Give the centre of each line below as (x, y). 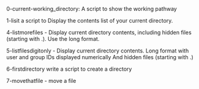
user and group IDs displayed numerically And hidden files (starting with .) (100, 57)
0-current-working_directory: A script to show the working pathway (92, 9)
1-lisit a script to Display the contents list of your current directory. (90, 20)
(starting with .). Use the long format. (53, 39)
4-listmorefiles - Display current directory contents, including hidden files (99, 32)
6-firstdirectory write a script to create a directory (69, 69)
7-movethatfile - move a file (41, 81)
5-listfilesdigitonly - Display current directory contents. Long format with (98, 51)
